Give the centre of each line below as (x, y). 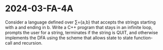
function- (143, 38)
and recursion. (28, 43)
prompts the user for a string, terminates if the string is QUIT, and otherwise (81, 32)
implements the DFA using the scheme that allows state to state (69, 38)
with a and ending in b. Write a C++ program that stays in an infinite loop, (79, 27)
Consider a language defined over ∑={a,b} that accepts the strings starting (80, 22)
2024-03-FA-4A (39, 9)
